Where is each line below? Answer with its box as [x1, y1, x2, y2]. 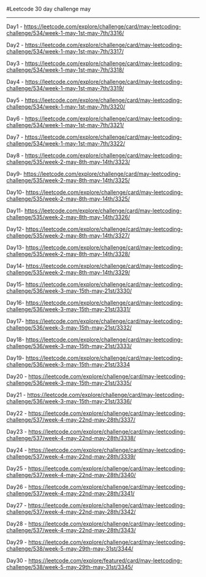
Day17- [6, 317, 25, 325]
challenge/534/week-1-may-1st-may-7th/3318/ [6, 66, 124, 73]
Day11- [6, 207, 23, 214]
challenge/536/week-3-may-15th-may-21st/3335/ [6, 379, 132, 386]
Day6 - [6, 115, 24, 122]
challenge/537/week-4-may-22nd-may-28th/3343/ [6, 527, 136, 533]
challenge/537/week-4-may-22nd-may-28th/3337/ [6, 416, 136, 423]
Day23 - [6, 428, 28, 435]
